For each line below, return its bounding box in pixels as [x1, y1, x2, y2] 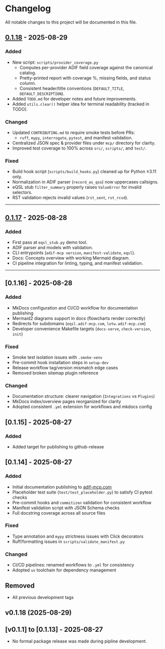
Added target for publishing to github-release [12, 443, 104, 449]
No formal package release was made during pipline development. [12, 638, 147, 644]
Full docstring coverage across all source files [12, 510, 106, 516]
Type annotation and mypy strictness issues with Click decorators [12, 533, 144, 539]
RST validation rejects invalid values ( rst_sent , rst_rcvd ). [12, 195, 129, 201]
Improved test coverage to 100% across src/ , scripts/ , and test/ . [12, 145, 147, 151]
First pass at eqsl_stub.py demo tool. [12, 239, 88, 245]
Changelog [5, 3, 51, 14]
